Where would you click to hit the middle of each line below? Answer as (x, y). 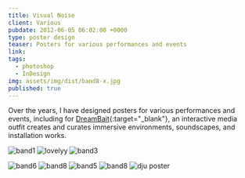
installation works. (37, 136)
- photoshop (35, 67)
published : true (34, 88)
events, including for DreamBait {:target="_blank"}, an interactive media (122, 119)
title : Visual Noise (42, 15)
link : (17, 52)
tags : (17, 60)
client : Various (34, 23)
